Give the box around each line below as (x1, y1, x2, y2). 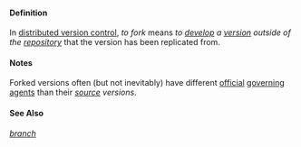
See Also (9, 108, 44, 118)
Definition (9, 7, 48, 18)
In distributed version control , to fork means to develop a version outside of (9, 27, 292, 38)
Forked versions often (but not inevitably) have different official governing (9, 78, 286, 88)
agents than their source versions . (9, 87, 138, 98)
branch (9, 127, 36, 139)
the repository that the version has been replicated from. (9, 37, 220, 48)
